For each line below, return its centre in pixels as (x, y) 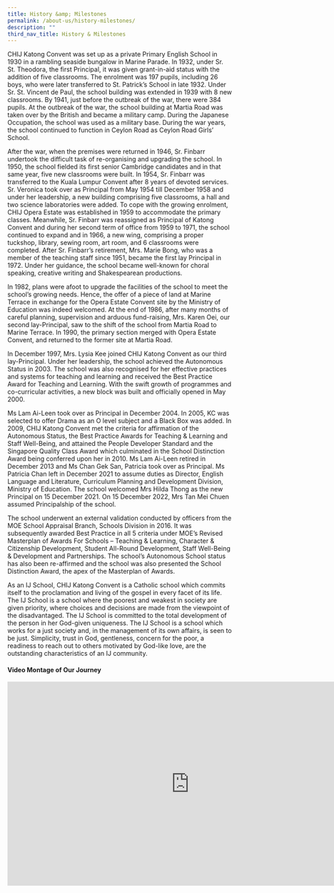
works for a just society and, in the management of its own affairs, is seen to (120, 631)
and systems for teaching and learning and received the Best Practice (110, 376)
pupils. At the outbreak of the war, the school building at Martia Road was (115, 107)
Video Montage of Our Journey (54, 669)
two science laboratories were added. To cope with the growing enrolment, (118, 205)
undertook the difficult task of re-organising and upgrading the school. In (115, 159)
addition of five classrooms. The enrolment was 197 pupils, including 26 (113, 77)
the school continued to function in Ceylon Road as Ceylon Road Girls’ (111, 130)
